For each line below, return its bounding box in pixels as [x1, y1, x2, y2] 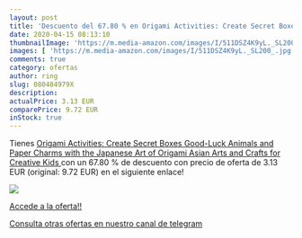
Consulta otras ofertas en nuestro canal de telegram [9, 218, 203, 229]
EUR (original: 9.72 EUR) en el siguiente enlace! [9, 167, 184, 178]
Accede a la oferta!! [9, 201, 83, 212]
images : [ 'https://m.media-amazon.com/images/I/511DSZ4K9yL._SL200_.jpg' [9, 47, 296, 56]
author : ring [9, 72, 58, 81]
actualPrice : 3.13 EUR [9, 96, 94, 106]
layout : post [9, 13, 58, 22]
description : [9, 88, 58, 97]
